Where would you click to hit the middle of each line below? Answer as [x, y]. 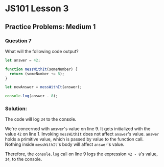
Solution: [16, 109]
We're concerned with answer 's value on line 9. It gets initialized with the [78, 129]
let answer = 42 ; [23, 60]
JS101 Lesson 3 [37, 9]
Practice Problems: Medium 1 [50, 27]
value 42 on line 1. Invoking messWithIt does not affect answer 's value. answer [82, 134]
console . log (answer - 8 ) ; [31, 96]
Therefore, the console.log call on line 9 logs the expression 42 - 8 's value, [82, 154]
